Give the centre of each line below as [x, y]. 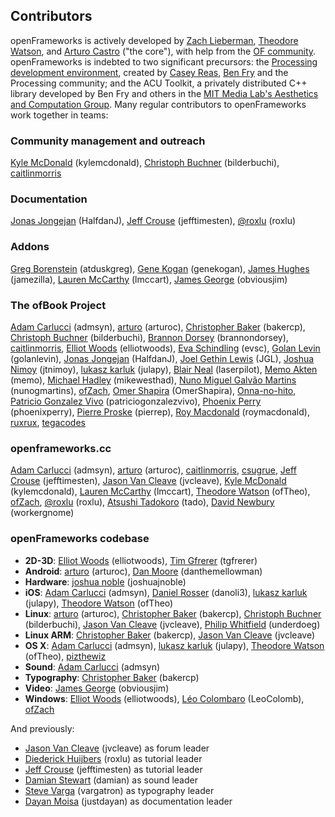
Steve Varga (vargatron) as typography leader [119, 790]
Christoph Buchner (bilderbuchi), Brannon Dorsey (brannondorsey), [149, 337]
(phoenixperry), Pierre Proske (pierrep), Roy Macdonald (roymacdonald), [160, 412]
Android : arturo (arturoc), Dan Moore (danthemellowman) [143, 571]
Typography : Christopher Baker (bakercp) [112, 677]
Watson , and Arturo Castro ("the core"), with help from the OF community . [163, 51]
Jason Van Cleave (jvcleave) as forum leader [117, 748]
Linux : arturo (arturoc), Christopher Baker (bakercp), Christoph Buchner [173, 613]
